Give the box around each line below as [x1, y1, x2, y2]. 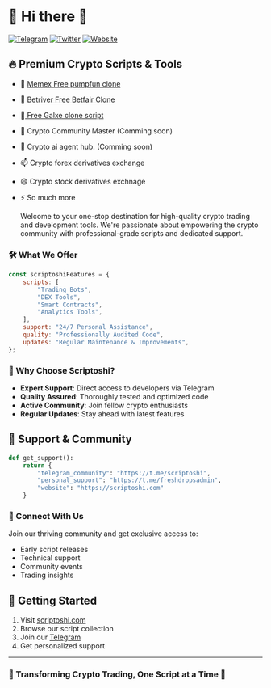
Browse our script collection [19, 624, 115, 634]
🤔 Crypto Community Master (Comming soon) [19, 125, 173, 136]
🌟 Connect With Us [8, 510, 84, 521]
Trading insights [19, 570, 74, 580]
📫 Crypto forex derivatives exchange [19, 158, 145, 167]
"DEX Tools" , [37, 293, 81, 302]
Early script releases [19, 545, 89, 555]
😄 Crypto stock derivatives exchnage [19, 176, 146, 186]
